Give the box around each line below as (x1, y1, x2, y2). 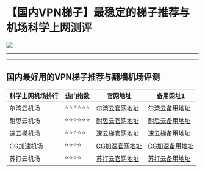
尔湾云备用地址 (148, 104, 191, 113)
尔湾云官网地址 (96, 104, 139, 113)
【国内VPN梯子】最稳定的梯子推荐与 (6, 6, 190, 20)
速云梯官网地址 (96, 129, 139, 138)
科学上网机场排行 (9, 91, 59, 100)
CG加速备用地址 (148, 142, 194, 151)
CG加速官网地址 (96, 142, 142, 151)
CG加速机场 (9, 142, 43, 151)
